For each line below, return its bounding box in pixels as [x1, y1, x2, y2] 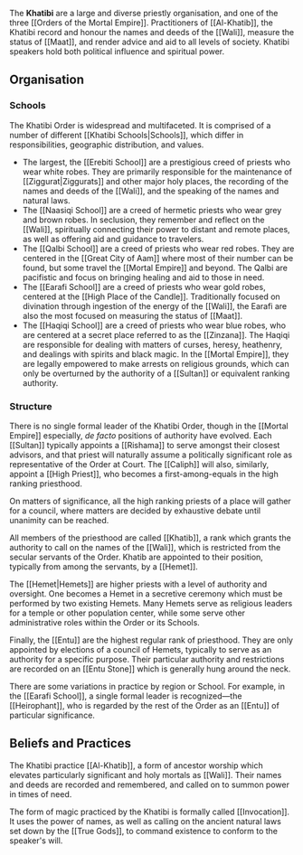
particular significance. [9, 709, 95, 720]
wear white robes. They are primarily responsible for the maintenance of [22, 166, 292, 177]
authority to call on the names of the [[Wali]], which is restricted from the [9, 541, 281, 552]
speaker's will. [9, 835, 63, 846]
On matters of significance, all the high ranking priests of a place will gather [9, 495, 291, 506]
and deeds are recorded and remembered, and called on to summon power [9, 779, 289, 790]
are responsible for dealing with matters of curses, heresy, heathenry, [22, 339, 283, 350]
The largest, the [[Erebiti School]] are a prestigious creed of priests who [22, 156, 291, 167]
